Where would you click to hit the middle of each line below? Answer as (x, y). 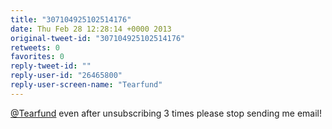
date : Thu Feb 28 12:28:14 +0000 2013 (91, 29)
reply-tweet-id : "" (51, 66)
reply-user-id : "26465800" (66, 76)
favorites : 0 (37, 57)
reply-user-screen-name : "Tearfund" (86, 85)
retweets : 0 (35, 47)
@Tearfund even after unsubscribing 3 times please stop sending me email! (166, 113)
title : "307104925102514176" (71, 19)
